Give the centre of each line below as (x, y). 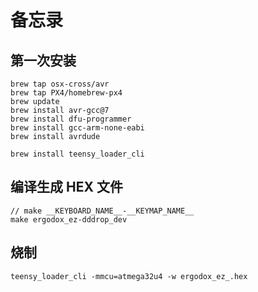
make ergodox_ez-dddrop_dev (69, 219)
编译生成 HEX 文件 (66, 187)
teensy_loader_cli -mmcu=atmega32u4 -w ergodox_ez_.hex (129, 276)
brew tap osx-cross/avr (60, 84)
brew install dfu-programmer (71, 119)
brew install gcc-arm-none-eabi (77, 128)
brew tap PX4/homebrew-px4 (66, 93)
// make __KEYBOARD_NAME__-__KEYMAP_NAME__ (102, 211)
